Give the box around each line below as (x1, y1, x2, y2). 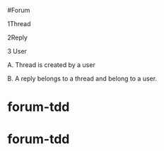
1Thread (7, 20, 31, 28)
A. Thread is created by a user (7, 61, 95, 69)
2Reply (7, 33, 28, 42)
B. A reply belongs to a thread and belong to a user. (7, 74, 158, 83)
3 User (7, 47, 27, 55)
